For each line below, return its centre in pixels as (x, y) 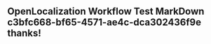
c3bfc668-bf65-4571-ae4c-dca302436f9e (104, 23)
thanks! (25, 33)
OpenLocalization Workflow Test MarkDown (106, 12)
